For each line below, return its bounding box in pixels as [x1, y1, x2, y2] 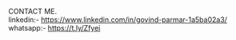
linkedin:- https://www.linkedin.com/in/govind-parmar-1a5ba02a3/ [8, 15, 228, 24]
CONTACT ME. [8, 7, 58, 16]
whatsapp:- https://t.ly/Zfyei [8, 24, 101, 32]
